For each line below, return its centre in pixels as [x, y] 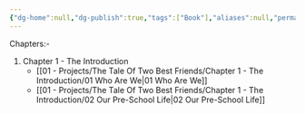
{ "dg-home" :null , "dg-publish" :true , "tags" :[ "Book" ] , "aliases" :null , [142, 18]
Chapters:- [30, 43]
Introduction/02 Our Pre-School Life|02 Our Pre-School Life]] [151, 100]
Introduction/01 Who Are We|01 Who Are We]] [122, 80]
